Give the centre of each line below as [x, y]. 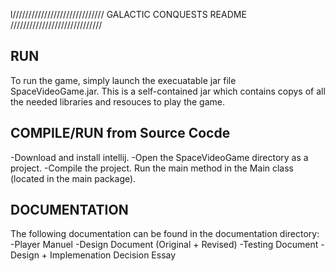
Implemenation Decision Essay [113, 255]
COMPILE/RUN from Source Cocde [120, 133]
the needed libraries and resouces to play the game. [118, 101]
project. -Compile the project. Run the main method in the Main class [152, 168]
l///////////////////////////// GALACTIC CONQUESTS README [128, 14]
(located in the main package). [73, 178]
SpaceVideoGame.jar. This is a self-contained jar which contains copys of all [168, 91]
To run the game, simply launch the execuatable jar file [123, 80]
